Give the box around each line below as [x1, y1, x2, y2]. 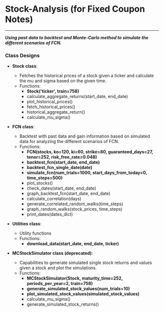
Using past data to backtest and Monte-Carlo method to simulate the [5, 34, 149, 40]
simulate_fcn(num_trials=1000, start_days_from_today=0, [26, 170, 147, 176]
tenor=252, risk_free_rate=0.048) [26, 154, 98, 160]
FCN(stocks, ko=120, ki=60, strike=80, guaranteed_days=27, [26, 149, 153, 155]
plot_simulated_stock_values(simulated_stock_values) [26, 291, 140, 297]
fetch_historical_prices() [26, 104, 76, 110]
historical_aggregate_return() [26, 109, 85, 115]
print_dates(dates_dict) [26, 212, 73, 217]
